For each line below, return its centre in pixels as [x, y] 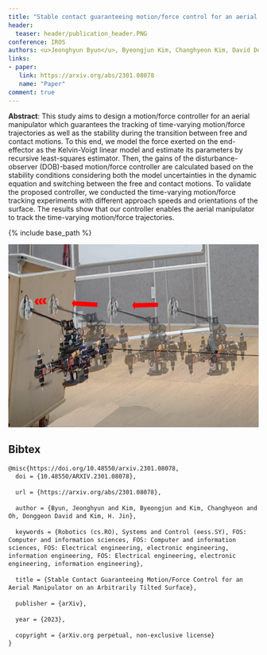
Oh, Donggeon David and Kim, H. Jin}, [72, 517]
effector [21, 149]
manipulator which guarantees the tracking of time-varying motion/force [127, 124]
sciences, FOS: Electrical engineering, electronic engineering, [118, 548]
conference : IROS [37, 42]
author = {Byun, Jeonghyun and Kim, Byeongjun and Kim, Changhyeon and [137, 509]
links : [19, 59]
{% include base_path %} [50, 233]
